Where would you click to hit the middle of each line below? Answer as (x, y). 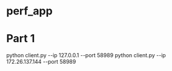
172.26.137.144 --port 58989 (41, 62)
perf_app (29, 11)
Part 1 (21, 39)
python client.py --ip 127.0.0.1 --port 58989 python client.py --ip (86, 55)
